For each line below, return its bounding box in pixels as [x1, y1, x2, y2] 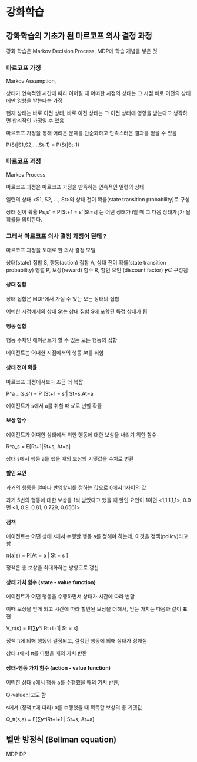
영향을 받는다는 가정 [16, 97, 63, 104]
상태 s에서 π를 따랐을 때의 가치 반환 [6, 650, 87, 657]
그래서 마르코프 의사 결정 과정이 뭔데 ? [6, 232, 107, 240]
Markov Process [6, 171, 46, 178]
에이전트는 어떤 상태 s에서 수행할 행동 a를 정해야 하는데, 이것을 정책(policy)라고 [6, 533, 188, 540]
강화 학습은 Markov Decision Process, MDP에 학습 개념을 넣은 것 [6, 48, 158, 54]
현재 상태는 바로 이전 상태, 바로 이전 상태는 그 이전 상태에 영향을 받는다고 [6, 110, 172, 117]
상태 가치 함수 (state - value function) [6, 578, 96, 585]
